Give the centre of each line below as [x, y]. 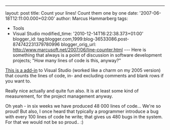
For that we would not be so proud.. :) [45, 122]
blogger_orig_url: [78, 44]
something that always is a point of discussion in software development [87, 55]
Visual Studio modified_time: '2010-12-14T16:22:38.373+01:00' [78, 34]
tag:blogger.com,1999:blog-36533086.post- [83, 39]
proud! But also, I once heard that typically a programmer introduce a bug [82, 111]
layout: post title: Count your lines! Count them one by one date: [72, 13]
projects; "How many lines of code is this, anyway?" [67, 60]
